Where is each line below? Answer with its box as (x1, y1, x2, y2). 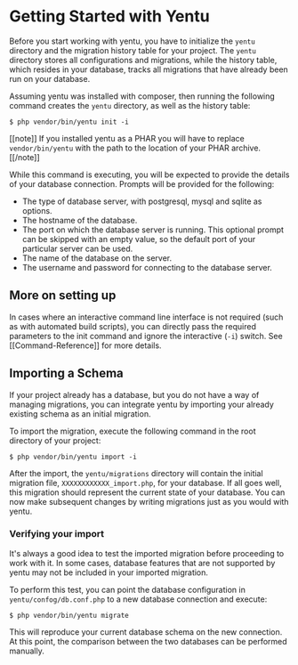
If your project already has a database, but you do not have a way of (9, 389, 260, 400)
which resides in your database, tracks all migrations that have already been (9, 64, 289, 75)
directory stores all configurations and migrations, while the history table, (9, 54, 278, 65)
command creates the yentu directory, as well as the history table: (9, 100, 251, 110)
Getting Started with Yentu (9, 6, 211, 27)
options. (21, 205, 52, 215)
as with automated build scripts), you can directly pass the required (9, 320, 256, 331)
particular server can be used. (21, 243, 133, 254)
